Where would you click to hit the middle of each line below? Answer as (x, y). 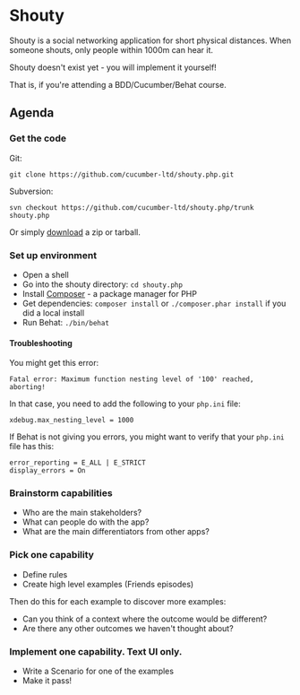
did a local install (53, 313)
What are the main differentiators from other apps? (116, 532)
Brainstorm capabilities (61, 493)
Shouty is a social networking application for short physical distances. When (150, 40)
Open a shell (45, 274)
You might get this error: (54, 363)
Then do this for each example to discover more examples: (118, 601)
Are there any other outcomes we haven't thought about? (128, 628)
